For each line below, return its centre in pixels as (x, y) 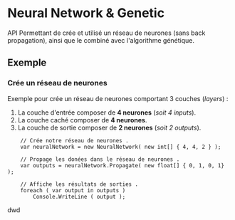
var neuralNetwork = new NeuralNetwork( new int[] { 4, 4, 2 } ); (121, 147)
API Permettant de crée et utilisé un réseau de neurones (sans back (106, 33)
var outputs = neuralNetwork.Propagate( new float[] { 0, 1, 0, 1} (122, 165)
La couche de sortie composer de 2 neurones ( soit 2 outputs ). (109, 127)
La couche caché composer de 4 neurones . (82, 120)
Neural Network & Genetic (86, 13)
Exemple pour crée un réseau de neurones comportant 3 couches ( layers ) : (118, 98)
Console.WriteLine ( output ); (79, 197)
